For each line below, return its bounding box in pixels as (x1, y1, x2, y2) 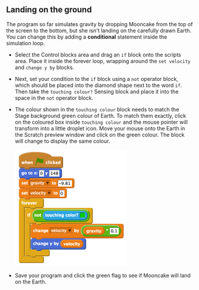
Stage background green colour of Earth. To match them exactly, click (14, 112, 187, 119)
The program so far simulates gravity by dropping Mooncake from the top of (6, 20, 193, 27)
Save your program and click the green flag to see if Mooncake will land (14, 272, 191, 279)
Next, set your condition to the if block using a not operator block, (14, 75, 178, 82)
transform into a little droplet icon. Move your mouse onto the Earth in (14, 124, 185, 132)
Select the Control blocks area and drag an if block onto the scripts (14, 51, 181, 58)
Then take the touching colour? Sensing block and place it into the (14, 88, 179, 95)
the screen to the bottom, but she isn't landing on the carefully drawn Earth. (6, 27, 192, 34)
